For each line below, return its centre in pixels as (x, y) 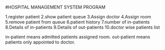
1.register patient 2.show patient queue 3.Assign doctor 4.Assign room (78, 17)
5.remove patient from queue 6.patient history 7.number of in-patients (77, 22)
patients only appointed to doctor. (40, 42)
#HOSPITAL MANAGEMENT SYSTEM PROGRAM (55, 7)
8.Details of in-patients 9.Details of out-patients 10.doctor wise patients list (82, 27)
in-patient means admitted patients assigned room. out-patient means (78, 37)
